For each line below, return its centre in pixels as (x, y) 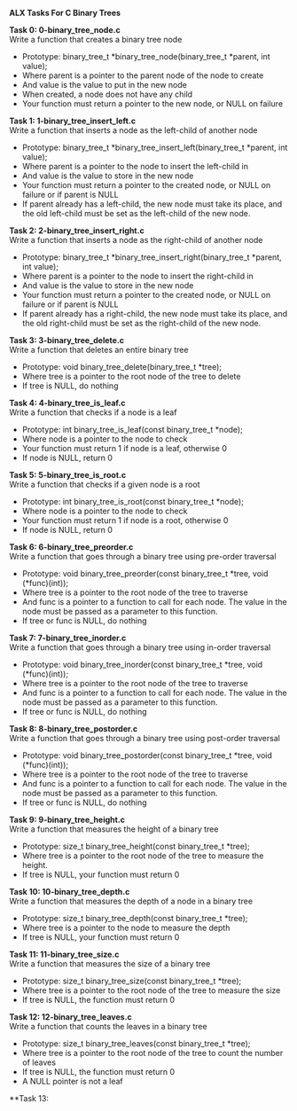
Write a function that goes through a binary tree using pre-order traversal (143, 556)
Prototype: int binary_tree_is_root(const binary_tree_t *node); (133, 501)
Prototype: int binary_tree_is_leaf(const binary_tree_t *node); (133, 430)
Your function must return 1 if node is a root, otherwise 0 (125, 520)
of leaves (39, 1062)
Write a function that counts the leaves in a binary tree (108, 1026)
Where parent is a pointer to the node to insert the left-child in (135, 166)
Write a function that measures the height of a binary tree (114, 829)
